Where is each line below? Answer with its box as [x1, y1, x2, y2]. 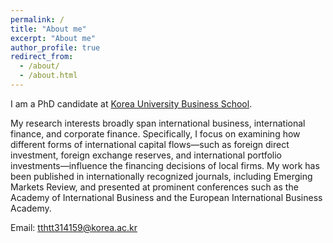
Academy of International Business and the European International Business [10, 191, 323, 203]
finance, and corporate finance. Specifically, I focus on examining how [10, 127, 301, 140]
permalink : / [10, 14, 65, 25]
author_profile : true [10, 42, 101, 53]
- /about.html [19, 71, 78, 81]
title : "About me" [10, 24, 87, 34]
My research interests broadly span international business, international [10, 117, 306, 129]
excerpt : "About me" [10, 33, 97, 43]
